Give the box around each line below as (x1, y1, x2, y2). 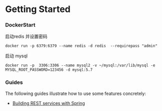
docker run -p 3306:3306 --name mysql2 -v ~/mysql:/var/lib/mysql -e (5, 63, 155, 68)
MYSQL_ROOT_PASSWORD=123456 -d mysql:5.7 (5, 67, 93, 72)
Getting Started (5, 4, 71, 15)
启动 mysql (5, 53, 28, 59)
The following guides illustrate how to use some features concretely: (5, 90, 146, 96)
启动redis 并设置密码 (5, 34, 47, 40)
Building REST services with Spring (12, 100, 85, 106)
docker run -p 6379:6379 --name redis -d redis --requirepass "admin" (5, 44, 157, 49)
